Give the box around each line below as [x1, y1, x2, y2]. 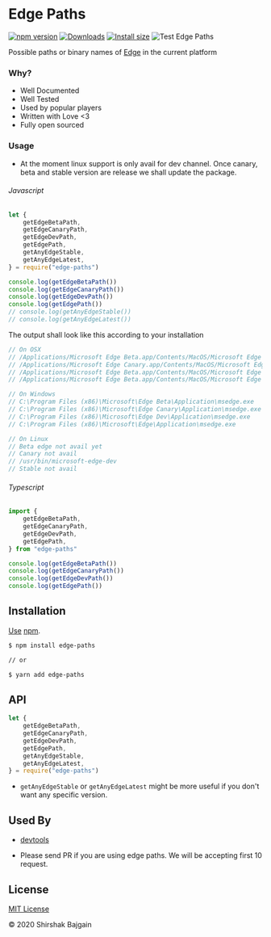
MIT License [8, 904, 50, 914]
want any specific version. [19, 790, 108, 800]
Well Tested [19, 95, 60, 104]
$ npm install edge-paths [8, 641, 95, 649]
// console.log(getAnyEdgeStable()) [8, 308, 131, 316]
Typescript [8, 482, 44, 492]
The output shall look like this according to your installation [8, 330, 204, 339]
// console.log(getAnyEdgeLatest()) [8, 316, 131, 324]
